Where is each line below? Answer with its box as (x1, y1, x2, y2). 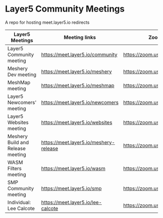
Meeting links (64, 34, 96, 41)
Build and (7, 139, 29, 146)
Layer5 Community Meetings (5, 3, 125, 15)
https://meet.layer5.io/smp (41, 185, 102, 192)
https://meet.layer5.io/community (41, 51, 118, 58)
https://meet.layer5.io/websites (41, 119, 113, 125)
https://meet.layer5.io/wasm (41, 165, 106, 171)
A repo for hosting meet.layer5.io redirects (5, 19, 90, 25)
